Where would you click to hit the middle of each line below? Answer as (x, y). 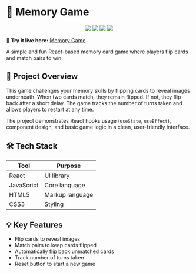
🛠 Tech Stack (32, 146)
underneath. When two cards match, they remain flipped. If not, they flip (94, 97)
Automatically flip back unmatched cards (64, 251)
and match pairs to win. (34, 58)
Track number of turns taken (49, 258)
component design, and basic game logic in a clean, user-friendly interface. (98, 127)
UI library (57, 176)
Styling (54, 204)
